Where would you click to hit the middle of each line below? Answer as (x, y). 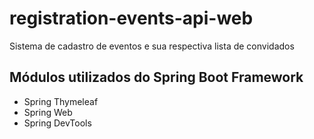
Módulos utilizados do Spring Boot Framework (156, 77)
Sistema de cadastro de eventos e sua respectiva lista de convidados (152, 46)
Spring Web (48, 112)
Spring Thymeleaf (61, 101)
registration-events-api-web (131, 18)
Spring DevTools (57, 123)
